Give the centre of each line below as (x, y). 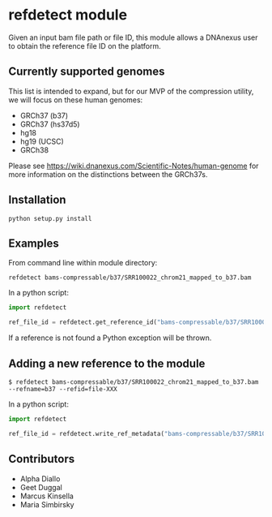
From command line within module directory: (83, 263)
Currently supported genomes (87, 72)
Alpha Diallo (40, 478)
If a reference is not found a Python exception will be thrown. (110, 338)
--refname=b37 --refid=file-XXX (63, 389)
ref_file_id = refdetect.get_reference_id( (83, 322)
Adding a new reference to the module (107, 363)
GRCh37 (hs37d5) (50, 124)
